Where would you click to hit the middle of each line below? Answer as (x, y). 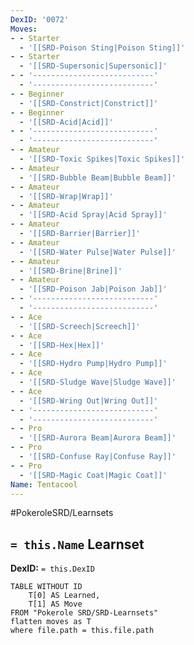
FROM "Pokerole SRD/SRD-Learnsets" (84, 613)
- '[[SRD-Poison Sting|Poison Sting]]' (102, 47)
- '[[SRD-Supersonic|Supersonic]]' (93, 66)
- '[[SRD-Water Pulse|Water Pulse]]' (98, 252)
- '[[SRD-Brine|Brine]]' (71, 271)
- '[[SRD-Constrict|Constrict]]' (89, 103)
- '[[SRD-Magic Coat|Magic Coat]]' (93, 475)
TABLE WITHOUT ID (46, 587)
